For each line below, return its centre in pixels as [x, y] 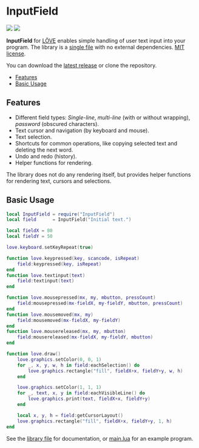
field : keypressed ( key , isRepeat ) [59, 264]
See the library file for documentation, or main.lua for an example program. [100, 438]
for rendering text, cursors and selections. [59, 181]
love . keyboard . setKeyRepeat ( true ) [50, 248]
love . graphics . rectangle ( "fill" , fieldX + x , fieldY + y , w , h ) [106, 371]
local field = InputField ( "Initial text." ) [69, 220]
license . [16, 54]
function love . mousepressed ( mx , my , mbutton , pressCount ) [81, 298]
